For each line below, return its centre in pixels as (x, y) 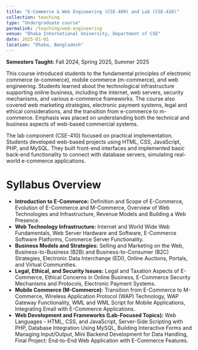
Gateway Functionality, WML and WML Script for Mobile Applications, (100, 302)
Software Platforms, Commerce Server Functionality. (79, 239)
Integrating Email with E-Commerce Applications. (75, 309)
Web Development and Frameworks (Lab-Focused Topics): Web (95, 315)
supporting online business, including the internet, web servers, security (95, 92)
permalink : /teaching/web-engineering (54, 28)
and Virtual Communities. (46, 264)
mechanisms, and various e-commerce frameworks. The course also (91, 98)
